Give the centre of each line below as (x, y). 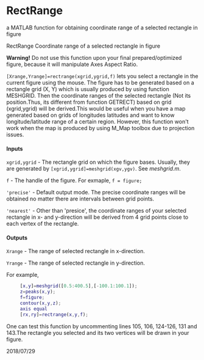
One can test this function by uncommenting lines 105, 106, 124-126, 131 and (102, 326)
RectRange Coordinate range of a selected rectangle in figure (83, 46)
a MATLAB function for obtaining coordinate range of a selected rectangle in (102, 28)
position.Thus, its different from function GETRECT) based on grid (89, 102)
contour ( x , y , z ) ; (40, 303)
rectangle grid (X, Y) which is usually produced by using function (88, 89)
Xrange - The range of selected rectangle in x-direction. (76, 251)
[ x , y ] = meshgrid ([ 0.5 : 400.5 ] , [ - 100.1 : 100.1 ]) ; (79, 286)
